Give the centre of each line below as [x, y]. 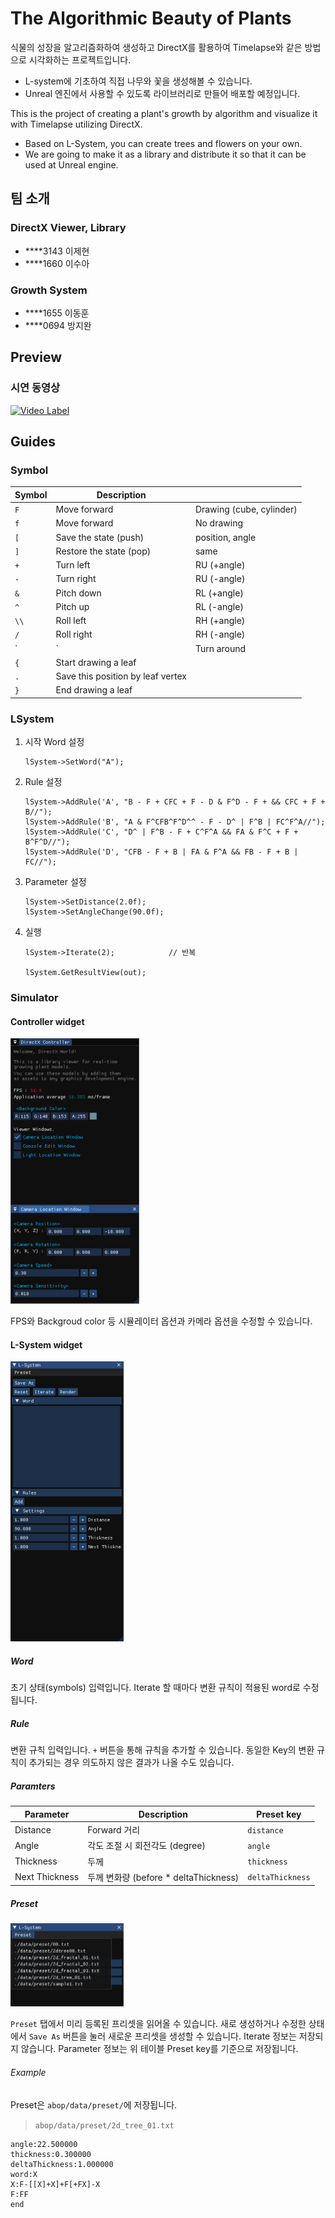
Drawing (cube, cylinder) [246, 509]
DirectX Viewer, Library [68, 228]
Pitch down [78, 593]
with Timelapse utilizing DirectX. [76, 124]
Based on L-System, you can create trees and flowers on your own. [163, 143]
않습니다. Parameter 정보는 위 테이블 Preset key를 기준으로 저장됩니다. [159, 2049]
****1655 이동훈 [57, 313]
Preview [36, 357]
